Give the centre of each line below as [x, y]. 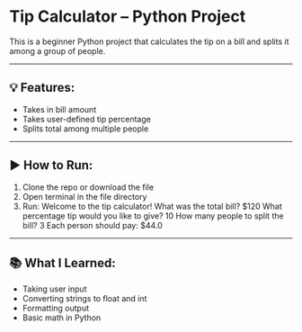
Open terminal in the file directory [84, 196]
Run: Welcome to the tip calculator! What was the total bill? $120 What [152, 206]
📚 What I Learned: [62, 263]
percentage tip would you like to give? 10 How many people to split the [153, 215]
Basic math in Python [62, 318]
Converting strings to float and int [84, 299]
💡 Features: [42, 88]
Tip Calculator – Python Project [128, 17]
